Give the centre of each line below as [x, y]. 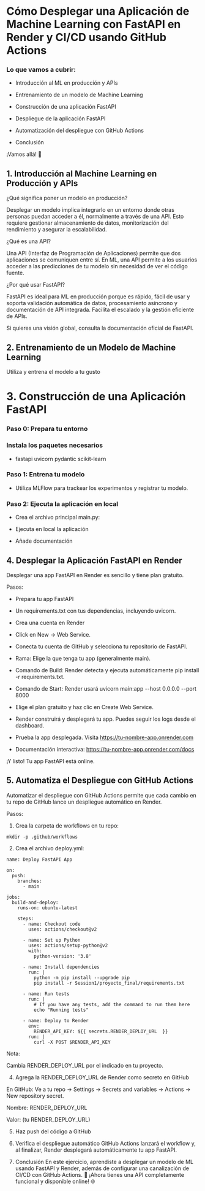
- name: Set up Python [51, 940]
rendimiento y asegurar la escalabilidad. [57, 230]
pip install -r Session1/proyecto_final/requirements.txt [109, 983]
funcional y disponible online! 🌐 [55, 1181]
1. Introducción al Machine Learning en [82, 173]
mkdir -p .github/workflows [42, 837]
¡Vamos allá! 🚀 [24, 154]
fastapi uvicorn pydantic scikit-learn [61, 459]
